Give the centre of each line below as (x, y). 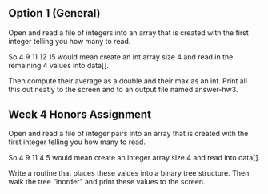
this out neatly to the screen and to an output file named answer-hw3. (123, 89)
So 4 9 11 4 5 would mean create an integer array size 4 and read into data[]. (134, 158)
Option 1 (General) (54, 13)
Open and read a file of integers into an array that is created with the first (129, 32)
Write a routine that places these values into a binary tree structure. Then (129, 173)
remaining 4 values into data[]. (59, 65)
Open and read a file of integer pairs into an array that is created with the (128, 134)
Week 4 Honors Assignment (80, 114)
